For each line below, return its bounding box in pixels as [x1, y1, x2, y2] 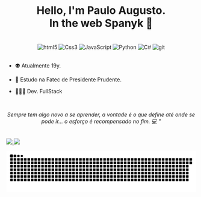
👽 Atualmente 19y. [14, 61, 61, 69]
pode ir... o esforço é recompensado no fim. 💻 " [41, 117, 161, 125]
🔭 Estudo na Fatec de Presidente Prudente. [14, 76, 122, 83]
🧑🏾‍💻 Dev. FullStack [14, 87, 63, 95]
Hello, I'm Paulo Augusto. [36, 4, 166, 17]
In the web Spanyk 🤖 [49, 16, 153, 30]
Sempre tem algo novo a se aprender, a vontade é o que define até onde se [7, 111, 196, 118]
